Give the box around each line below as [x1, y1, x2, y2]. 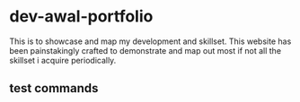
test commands [9, 81, 99, 96]
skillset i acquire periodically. [9, 55, 117, 65]
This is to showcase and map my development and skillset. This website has [9, 36, 292, 47]
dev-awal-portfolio [9, 6, 154, 27]
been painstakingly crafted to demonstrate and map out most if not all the [9, 45, 281, 55]
